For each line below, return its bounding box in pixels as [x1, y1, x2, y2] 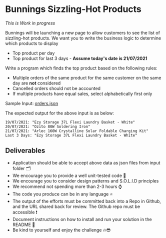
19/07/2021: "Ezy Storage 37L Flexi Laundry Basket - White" [5, 119, 135, 124]
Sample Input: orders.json [5, 100, 58, 106]
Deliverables [5, 146, 45, 155]
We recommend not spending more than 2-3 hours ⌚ [12, 183, 122, 189]
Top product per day [12, 50, 55, 56]
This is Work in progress [5, 20, 55, 26]
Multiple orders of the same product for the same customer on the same [12, 74, 161, 80]
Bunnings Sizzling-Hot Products [5, 3, 141, 15]
